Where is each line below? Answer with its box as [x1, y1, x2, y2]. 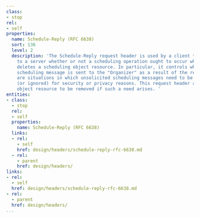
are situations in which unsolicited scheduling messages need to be [17, 75, 193, 81]
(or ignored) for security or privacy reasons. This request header [17, 81, 190, 87]
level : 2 [11, 48, 33, 53]
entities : [6, 91, 31, 97]
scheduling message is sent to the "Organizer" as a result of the [17, 69, 187, 75]
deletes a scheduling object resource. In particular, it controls [17, 64, 187, 70]
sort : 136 [11, 42, 36, 48]
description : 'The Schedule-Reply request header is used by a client [11, 53, 190, 59]
